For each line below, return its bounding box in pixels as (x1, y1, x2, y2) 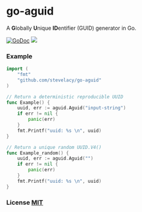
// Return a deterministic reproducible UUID (6, 94, 123, 100)
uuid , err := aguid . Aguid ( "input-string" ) (17, 105, 126, 111)
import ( (6, 66, 29, 72)
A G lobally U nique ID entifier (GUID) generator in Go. (6, 24, 137, 32)
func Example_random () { (6, 150, 69, 156)
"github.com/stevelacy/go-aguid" (17, 77, 102, 83)
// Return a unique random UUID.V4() (6, 144, 102, 150)
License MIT (6, 198, 44, 207)
